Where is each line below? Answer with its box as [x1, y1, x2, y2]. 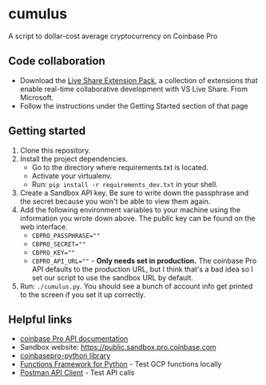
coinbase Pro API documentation [19, 334, 129, 343]
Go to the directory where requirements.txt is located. [31, 162, 209, 172]
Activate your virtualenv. [31, 171, 113, 181]
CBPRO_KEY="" [31, 248, 76, 256]
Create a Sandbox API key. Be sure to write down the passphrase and [19, 188, 249, 197]
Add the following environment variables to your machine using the [19, 204, 241, 214]
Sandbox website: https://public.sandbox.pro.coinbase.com [19, 343, 217, 352]
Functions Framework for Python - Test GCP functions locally [19, 359, 222, 369]
